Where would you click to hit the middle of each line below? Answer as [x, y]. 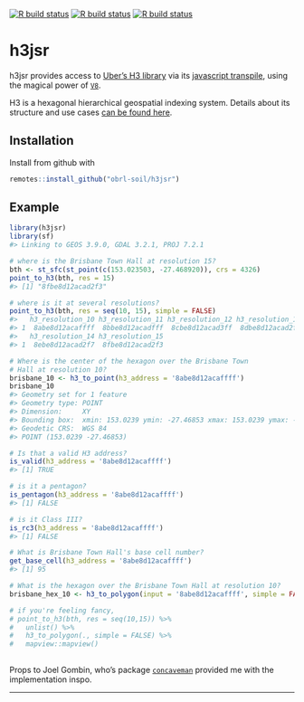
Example [34, 208]
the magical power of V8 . [55, 85]
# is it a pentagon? [48, 487]
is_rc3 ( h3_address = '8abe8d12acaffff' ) [87, 528]
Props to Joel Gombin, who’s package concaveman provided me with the [142, 670]
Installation [42, 141]
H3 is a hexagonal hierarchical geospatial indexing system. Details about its [150, 102]
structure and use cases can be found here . [91, 112]
